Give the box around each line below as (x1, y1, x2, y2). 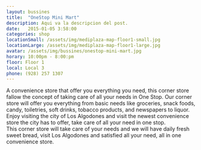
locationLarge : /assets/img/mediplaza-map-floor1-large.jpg (6, 43, 161, 49)
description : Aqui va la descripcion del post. (6, 20, 129, 26)
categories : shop (6, 31, 50, 37)
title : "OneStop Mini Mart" (6, 14, 80, 20)
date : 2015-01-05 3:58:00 (6, 25, 77, 32)
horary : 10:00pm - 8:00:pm (6, 54, 74, 60)
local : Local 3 (6, 64, 45, 71)
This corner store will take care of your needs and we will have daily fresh (6, 125, 190, 133)
